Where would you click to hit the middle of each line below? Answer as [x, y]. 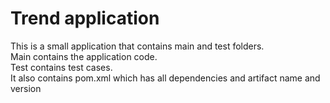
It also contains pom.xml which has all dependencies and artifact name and [165, 78]
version [26, 88]
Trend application [85, 18]
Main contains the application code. [84, 56]
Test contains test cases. [61, 67]
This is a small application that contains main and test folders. [137, 46]
